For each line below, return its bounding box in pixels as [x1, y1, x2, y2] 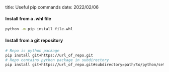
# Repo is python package [5, 48, 59, 54]
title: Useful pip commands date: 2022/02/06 [5, 4, 99, 10]
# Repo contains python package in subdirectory [5, 58, 109, 63]
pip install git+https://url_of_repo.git [5, 53, 94, 58]
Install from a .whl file [5, 15, 51, 21]
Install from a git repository [5, 37, 63, 43]
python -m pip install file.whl [5, 27, 73, 32]
